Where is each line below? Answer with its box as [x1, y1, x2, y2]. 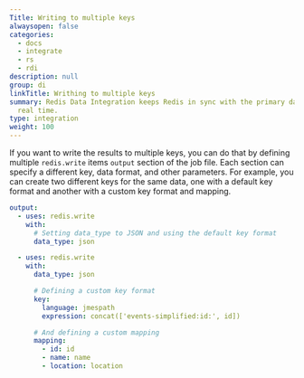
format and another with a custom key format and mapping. [9, 186, 232, 196]
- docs [17, 38, 43, 48]
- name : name [42, 354, 91, 363]
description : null [9, 72, 79, 81]
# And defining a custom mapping [33, 327, 160, 337]
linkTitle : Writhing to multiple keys [9, 89, 156, 98]
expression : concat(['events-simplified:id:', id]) [42, 311, 242, 321]
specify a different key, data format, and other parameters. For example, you [9, 166, 294, 177]
